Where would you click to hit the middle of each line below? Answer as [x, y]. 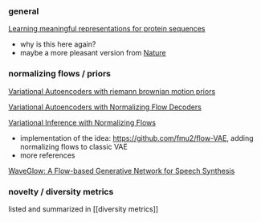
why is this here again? [58, 44]
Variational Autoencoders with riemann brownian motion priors [112, 91]
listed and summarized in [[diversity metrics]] [84, 209]
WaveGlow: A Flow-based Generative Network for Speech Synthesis [122, 171]
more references [47, 155]
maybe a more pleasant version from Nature [93, 53]
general [24, 11]
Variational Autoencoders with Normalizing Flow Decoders [105, 107]
